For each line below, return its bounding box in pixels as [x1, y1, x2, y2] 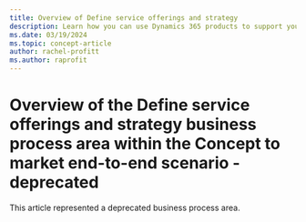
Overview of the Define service [9, 95, 250, 116]
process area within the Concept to [9, 134, 280, 155]
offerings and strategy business [9, 115, 257, 135]
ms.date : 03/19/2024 [9, 30, 88, 39]
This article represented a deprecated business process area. [9, 202, 240, 213]
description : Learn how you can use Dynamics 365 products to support [9, 22, 283, 31]
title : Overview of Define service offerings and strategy [9, 13, 239, 23]
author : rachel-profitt [9, 47, 100, 56]
